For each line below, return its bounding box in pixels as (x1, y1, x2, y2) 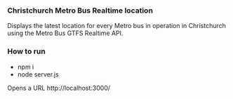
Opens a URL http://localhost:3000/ (7, 84, 111, 92)
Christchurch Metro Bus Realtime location (7, 6, 153, 15)
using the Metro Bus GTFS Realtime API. (7, 29, 124, 37)
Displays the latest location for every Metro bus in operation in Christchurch (7, 22, 227, 30)
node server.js (17, 70, 60, 79)
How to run (7, 46, 46, 56)
